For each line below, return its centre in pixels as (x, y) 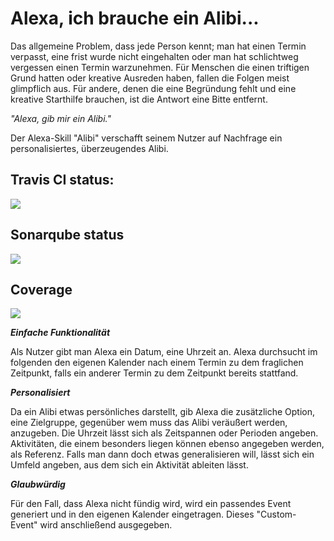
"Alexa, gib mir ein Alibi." (61, 118)
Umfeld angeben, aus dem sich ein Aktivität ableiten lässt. (129, 465)
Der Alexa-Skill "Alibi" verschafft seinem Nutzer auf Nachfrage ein (146, 138)
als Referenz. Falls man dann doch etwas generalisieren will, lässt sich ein (162, 454)
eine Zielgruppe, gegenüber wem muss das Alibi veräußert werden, (149, 423)
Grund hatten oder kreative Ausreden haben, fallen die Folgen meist (150, 78)
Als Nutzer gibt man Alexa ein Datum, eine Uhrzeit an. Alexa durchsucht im (164, 352)
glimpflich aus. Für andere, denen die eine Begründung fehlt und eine (153, 88)
